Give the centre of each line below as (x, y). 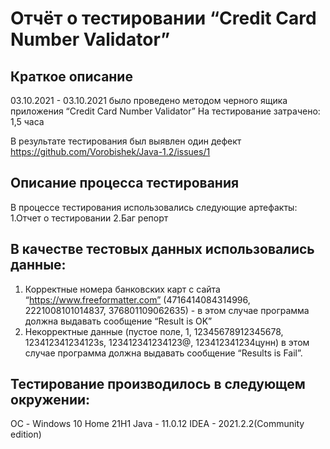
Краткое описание (71, 76)
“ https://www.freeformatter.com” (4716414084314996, (137, 299)
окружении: (50, 400)
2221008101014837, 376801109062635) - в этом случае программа (167, 310)
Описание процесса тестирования (125, 183)
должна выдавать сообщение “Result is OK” (118, 321)
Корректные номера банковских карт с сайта (122, 289)
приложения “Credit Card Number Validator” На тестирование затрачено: (165, 111)
